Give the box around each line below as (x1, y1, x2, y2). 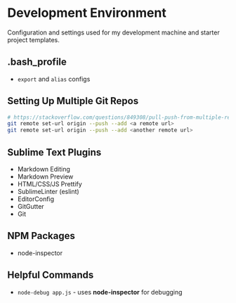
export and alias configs (17, 75, 91, 83)
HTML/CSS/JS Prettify (17, 180, 82, 188)
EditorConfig (17, 195, 55, 203)
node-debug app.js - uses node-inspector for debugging (17, 288, 183, 296)
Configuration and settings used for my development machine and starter (7, 28, 220, 37)
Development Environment (7, 5, 166, 21)
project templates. (7, 35, 60, 44)
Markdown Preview (17, 172, 74, 181)
